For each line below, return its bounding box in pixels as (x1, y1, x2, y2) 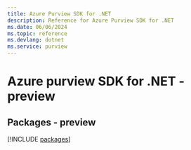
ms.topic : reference (7, 30, 68, 37)
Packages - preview (7, 116, 96, 128)
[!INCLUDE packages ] (7, 135, 71, 143)
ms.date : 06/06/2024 (7, 23, 68, 30)
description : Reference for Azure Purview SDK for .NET (7, 17, 174, 24)
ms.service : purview (7, 43, 68, 50)
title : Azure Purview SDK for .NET (7, 10, 112, 18)
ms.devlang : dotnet (7, 37, 65, 44)
